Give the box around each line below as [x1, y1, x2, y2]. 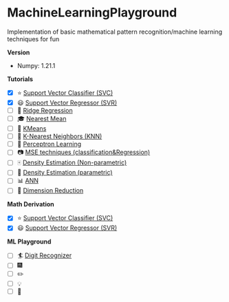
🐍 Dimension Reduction [17, 186, 84, 195]
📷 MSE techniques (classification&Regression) [17, 148, 151, 156]
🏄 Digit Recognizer [17, 251, 72, 259]
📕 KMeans [17, 125, 47, 133]
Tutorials [7, 74, 33, 83]
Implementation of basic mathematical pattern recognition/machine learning [7, 28, 222, 36]
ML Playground [7, 237, 52, 246]
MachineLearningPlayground [7, 5, 177, 21]
